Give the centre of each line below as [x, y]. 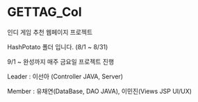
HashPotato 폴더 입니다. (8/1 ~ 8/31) [58, 46]
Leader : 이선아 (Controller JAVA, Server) [65, 76]
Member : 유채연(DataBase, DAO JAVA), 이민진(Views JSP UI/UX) [100, 91]
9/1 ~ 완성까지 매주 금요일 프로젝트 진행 [61, 61]
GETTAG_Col [44, 12]
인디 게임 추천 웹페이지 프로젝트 [50, 32]
